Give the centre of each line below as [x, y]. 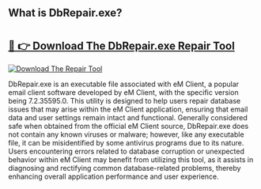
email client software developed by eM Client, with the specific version [123, 93]
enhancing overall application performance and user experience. [113, 176]
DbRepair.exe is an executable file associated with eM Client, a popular [124, 84]
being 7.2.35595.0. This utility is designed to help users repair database [125, 101]
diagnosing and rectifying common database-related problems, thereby [125, 168]
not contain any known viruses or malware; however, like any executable [126, 134]
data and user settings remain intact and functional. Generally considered [128, 117]
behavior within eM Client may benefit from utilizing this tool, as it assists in [131, 160]
